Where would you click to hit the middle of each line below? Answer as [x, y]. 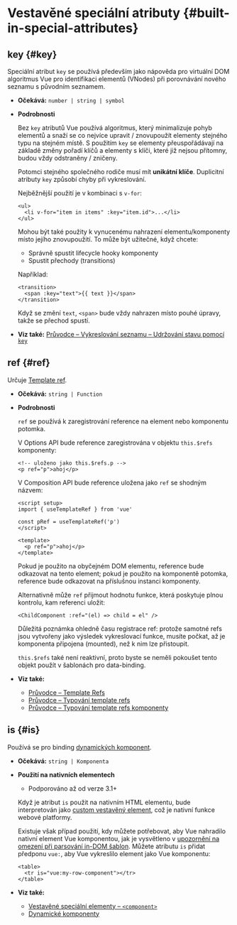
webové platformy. [45, 817]
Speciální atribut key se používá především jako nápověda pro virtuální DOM [118, 71]
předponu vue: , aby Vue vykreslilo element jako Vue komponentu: [114, 853]
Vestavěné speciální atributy [94, 13]
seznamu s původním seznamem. [56, 86]
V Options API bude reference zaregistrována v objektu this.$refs [115, 443]
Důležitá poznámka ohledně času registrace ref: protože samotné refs [120, 628]
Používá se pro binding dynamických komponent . [79, 747]
